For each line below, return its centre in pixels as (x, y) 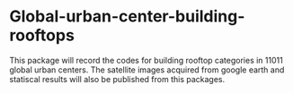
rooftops (42, 35)
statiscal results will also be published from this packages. (117, 79)
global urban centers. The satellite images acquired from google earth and (147, 70)
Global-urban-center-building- (127, 17)
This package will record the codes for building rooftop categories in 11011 (146, 60)
